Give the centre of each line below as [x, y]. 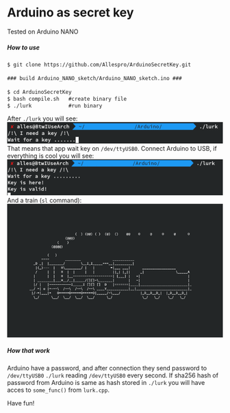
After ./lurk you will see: [42, 118]
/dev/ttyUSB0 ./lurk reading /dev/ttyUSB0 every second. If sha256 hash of [113, 375]
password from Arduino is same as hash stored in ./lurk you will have [106, 382]
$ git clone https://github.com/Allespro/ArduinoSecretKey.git [99, 64]
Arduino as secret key [71, 13]
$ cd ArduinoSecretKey [39, 92]
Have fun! [21, 403]
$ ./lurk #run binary [55, 105]
